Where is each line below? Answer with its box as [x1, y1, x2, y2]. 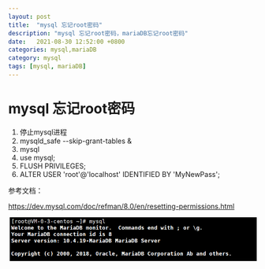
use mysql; [19, 153, 56, 162]
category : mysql [8, 54, 62, 62]
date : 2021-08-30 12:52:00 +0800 [8, 38, 125, 46]
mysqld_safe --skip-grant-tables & [19, 136, 132, 146]
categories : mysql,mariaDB [8, 46, 97, 54]
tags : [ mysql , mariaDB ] [8, 63, 87, 71]
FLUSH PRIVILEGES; [19, 161, 87, 171]
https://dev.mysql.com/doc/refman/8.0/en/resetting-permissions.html [8, 201, 235, 211]
